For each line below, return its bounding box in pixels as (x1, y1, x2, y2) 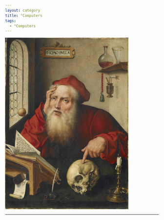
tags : (5, 18, 16, 23)
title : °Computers (5, 13, 42, 18)
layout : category (5, 8, 41, 13)
